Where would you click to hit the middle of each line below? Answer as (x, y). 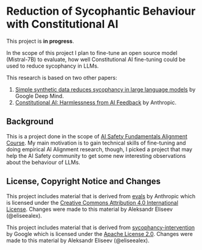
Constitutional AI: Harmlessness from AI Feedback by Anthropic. (96, 102)
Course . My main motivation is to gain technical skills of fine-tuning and (96, 143)
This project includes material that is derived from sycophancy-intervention (101, 227)
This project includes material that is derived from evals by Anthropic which (101, 196)
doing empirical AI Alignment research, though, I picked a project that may (99, 149)
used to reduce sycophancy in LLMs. (53, 66)
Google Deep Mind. (39, 96)
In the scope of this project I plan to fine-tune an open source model (92, 52)
